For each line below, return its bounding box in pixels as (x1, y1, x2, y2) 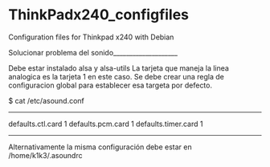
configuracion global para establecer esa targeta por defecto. (8, 80, 213, 90)
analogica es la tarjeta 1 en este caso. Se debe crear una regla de (8, 71, 225, 81)
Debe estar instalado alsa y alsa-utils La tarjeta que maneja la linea (8, 63, 229, 73)
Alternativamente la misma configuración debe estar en (8, 142, 192, 152)
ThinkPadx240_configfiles (8, 6, 190, 24)
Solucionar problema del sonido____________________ (8, 47, 178, 57)
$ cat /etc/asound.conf (8, 96, 84, 105)
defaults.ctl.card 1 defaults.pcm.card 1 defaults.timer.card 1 (8, 119, 203, 128)
